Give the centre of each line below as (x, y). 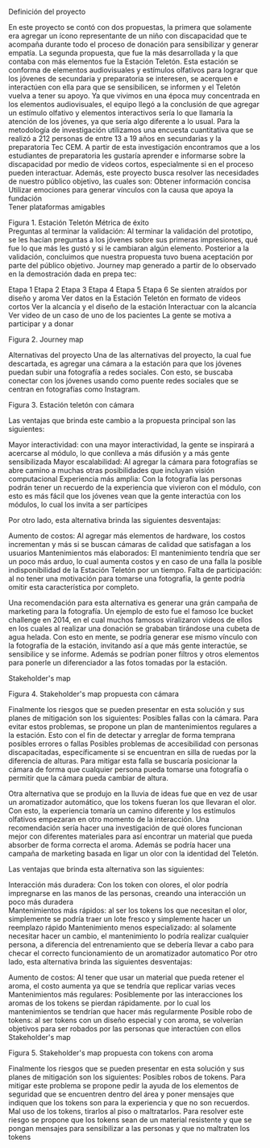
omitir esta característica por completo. (74, 587)
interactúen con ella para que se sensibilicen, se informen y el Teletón (125, 87)
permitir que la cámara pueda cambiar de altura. (89, 778)
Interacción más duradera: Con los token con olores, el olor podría (118, 885)
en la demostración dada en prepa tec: (73, 274)
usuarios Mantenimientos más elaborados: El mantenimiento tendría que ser (135, 553)
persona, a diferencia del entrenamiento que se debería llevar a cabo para (131, 945)
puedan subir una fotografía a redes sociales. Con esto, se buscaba (121, 372)
